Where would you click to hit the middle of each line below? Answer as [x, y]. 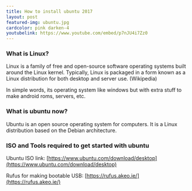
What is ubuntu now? [37, 112]
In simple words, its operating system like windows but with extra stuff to [94, 90]
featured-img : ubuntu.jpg [37, 22]
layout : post [22, 17]
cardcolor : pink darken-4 [37, 28]
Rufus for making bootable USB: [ [47, 176]
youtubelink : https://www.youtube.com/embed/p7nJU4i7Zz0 [77, 33]
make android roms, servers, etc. [46, 96]
